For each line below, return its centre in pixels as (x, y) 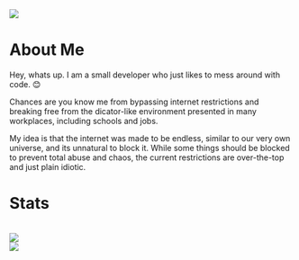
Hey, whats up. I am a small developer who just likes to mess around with (145, 75)
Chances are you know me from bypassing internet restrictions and (134, 102)
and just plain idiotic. (48, 166)
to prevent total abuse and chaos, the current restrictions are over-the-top (147, 157)
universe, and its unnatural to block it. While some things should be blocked (149, 148)
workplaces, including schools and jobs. (84, 121)
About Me (47, 50)
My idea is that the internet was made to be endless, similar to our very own (150, 138)
